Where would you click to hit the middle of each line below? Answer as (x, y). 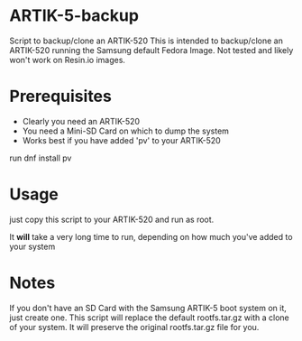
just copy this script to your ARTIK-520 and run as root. (112, 219)
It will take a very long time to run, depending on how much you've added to (151, 236)
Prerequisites (61, 97)
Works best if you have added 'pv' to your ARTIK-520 (121, 140)
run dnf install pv (41, 158)
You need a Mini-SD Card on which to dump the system (126, 131)
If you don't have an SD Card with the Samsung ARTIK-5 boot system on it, (148, 308)
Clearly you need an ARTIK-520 (81, 121)
